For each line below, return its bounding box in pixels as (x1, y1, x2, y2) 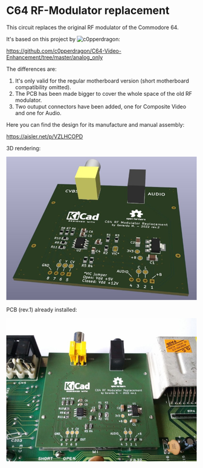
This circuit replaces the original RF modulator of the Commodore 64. (6, 24, 179, 31)
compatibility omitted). (14, 83, 71, 91)
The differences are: (6, 65, 57, 73)
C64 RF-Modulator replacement (6, 4, 170, 18)
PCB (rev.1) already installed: (6, 306, 77, 313)
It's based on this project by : (6, 35, 121, 42)
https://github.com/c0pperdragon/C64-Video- (6, 47, 122, 55)
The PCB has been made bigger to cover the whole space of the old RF (14, 90, 192, 97)
